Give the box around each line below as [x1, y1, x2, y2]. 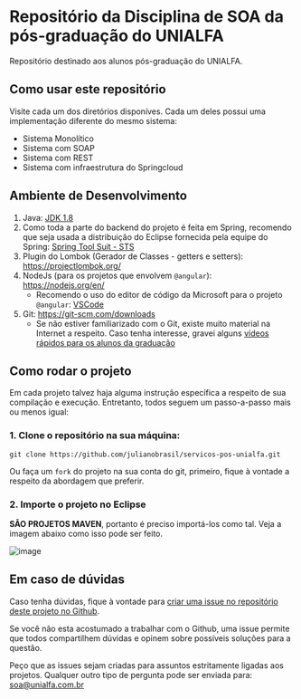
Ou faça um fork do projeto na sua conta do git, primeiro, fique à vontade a [9, 465, 290, 476]
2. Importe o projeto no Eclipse [9, 498, 146, 511]
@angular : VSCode [35, 299, 104, 310]
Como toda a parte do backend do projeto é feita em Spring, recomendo [22, 222, 292, 233]
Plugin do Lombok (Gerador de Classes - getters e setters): [22, 251, 244, 262]
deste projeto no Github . [9, 605, 100, 617]
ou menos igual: [9, 407, 70, 417]
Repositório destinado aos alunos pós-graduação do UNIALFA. [9, 55, 243, 66]
